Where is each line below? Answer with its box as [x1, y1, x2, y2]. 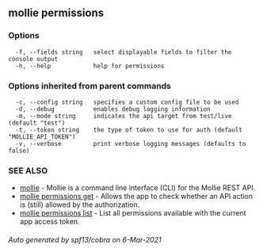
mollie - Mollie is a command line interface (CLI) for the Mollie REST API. [19, 183, 256, 193]
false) [8, 147, 30, 155]
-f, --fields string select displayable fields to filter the [15, 48, 232, 56]
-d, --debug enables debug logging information [15, 105, 212, 113]
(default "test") [8, 119, 66, 127]
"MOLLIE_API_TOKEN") [8, 132, 77, 141]
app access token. [19, 217, 81, 227]
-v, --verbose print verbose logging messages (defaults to [15, 139, 246, 147]
